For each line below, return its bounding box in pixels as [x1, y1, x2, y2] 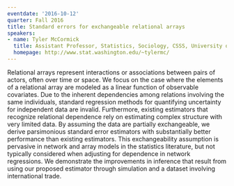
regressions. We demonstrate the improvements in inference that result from [7, 157, 227, 165]
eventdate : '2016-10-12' [7, 10, 79, 17]
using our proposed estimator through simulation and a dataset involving [7, 164, 216, 173]
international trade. [7, 171, 62, 180]
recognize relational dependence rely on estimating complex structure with [7, 112, 223, 121]
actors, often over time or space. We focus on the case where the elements [7, 75, 224, 84]
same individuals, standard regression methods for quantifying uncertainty [7, 98, 221, 106]
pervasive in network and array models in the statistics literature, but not [7, 142, 215, 150]
